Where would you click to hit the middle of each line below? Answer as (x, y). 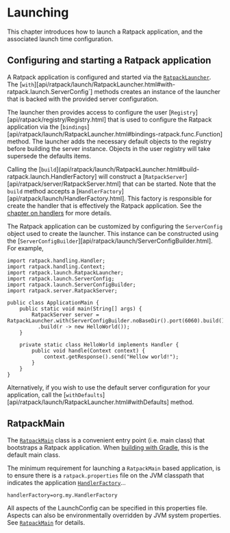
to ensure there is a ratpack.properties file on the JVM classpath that (106, 475)
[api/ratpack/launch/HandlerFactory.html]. (67, 198)
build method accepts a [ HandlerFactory (64, 191)
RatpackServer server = (65, 315)
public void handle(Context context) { (89, 351)
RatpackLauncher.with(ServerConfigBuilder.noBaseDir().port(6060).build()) (117, 320)
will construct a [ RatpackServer (142, 176)
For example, (26, 248)
